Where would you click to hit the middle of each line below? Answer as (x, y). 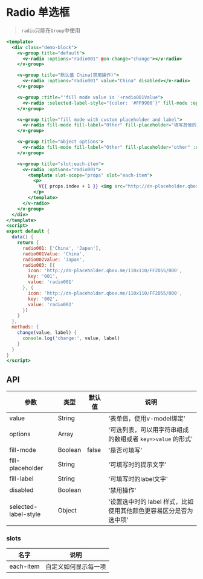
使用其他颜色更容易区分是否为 (151, 511)
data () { (23, 237)
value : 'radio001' (51, 282)
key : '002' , (43, 299)
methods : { (25, 327)
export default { (28, 231)
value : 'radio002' (51, 304)
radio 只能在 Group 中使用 (50, 30)
